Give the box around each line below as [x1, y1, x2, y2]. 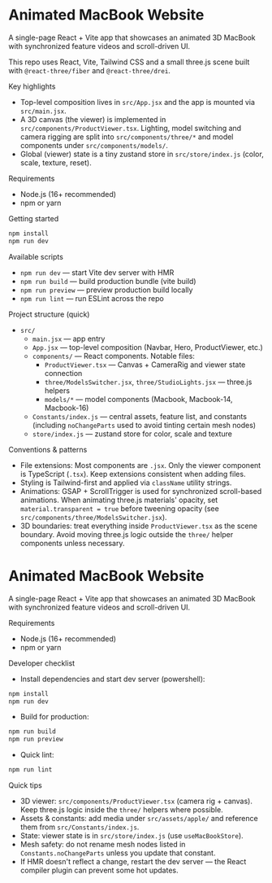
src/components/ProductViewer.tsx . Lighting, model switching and [19, 123, 242, 133]
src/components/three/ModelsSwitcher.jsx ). [19, 512, 168, 522]
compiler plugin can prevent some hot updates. [19, 865, 179, 875]
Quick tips [8, 780, 42, 790]
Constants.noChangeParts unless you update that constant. [19, 848, 216, 858]
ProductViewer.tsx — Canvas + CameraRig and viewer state [44, 360, 246, 369]
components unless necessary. [19, 538, 125, 548]
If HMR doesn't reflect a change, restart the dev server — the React [19, 857, 247, 866]
